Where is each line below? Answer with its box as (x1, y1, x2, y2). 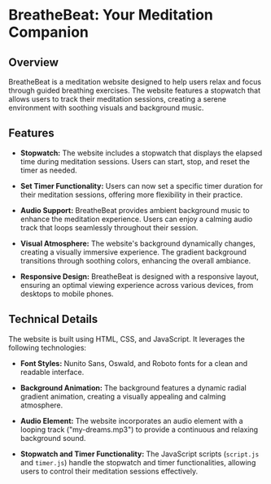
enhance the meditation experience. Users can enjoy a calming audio (20, 214, 253, 224)
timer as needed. (20, 165, 77, 175)
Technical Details (8, 312, 98, 326)
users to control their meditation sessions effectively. (20, 466, 199, 476)
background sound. (20, 433, 86, 443)
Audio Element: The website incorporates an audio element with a (20, 416, 243, 425)
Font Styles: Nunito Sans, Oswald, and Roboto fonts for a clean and (20, 358, 248, 368)
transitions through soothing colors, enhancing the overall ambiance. (20, 255, 251, 265)
